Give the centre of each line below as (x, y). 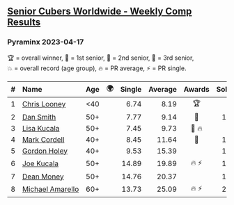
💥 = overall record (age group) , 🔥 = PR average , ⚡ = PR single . (97, 68)
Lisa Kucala (41, 128)
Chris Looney (44, 104)
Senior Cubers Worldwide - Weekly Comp (100, 11)
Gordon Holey (45, 151)
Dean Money (43, 177)
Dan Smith (39, 117)
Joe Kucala (40, 164)
